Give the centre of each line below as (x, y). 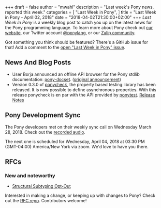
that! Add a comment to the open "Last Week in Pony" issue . (65, 47)
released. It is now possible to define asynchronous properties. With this (84, 90)
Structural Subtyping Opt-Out (41, 186)
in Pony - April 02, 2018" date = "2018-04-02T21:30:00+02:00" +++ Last (78, 17)
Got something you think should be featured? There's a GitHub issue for (77, 42)
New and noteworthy (30, 176)
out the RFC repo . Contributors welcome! (46, 201)
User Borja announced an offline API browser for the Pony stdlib (76, 74)
